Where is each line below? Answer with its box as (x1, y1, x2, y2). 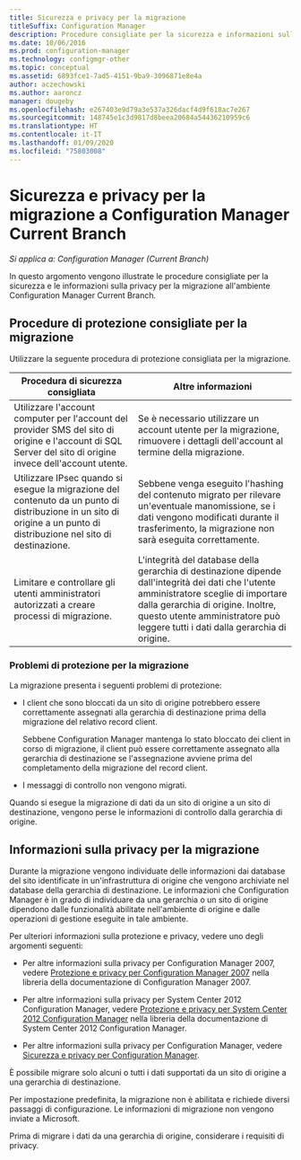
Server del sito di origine (13, 446, 116, 459)
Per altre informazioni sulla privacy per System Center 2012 (21, 994, 242, 1006)
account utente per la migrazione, (137, 424, 279, 436)
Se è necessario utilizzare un (137, 412, 260, 425)
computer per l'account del (13, 412, 128, 425)
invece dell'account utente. (13, 457, 128, 470)
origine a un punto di (13, 517, 101, 530)
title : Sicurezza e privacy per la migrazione (9, 13, 186, 22)
